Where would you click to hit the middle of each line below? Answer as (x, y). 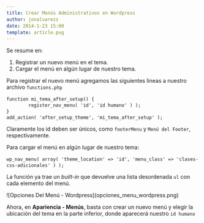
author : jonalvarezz (33, 19)
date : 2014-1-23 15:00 (35, 26)
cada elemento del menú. (38, 183)
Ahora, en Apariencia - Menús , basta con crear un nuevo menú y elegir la (100, 207)
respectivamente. (28, 135)
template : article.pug (35, 32)
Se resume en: (25, 51)
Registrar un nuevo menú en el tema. (62, 62)
